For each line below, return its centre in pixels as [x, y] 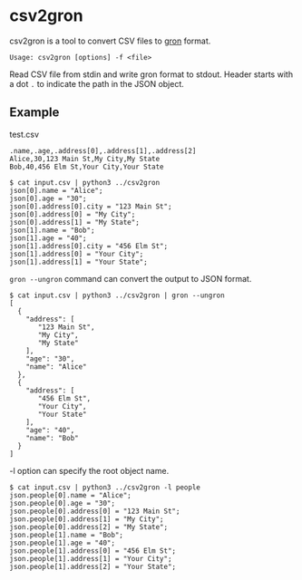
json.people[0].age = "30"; [63, 503]
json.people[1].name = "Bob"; [67, 535]
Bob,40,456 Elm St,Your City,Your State [87, 167]
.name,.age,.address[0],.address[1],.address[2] [103, 150]
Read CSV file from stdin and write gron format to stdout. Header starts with [151, 74]
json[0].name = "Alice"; [56, 190]
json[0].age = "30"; [49, 198]
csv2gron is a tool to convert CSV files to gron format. [110, 41]
